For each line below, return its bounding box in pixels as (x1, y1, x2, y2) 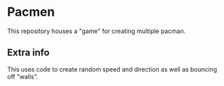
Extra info (7, 47, 50, 58)
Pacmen (7, 4, 55, 20)
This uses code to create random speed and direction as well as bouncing (7, 65, 217, 73)
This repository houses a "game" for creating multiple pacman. (7, 27, 186, 35)
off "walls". (7, 72, 39, 80)
